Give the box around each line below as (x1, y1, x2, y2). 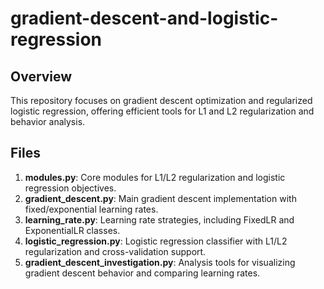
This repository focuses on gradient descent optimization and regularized (10, 95, 313, 106)
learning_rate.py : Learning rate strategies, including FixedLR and (24, 213, 295, 226)
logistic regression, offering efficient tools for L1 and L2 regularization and (10, 105, 315, 117)
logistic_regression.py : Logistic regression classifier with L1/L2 (24, 235, 288, 247)
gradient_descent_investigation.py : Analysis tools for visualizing (24, 256, 296, 268)
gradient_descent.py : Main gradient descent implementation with (24, 192, 297, 204)
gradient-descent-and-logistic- (10, 7, 279, 30)
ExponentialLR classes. (24, 224, 121, 236)
